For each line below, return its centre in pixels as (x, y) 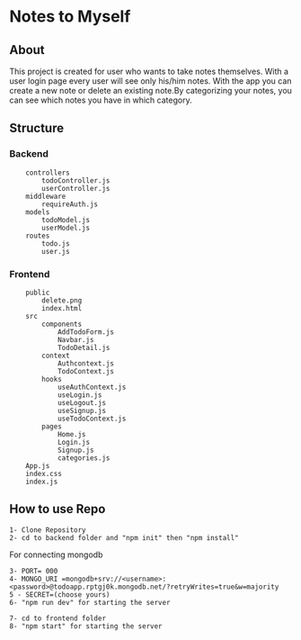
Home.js (72, 434)
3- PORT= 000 (34, 571)
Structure (37, 128)
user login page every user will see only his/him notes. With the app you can (150, 81)
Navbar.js (75, 339)
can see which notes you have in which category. (101, 100)
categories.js (84, 458)
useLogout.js (81, 402)
